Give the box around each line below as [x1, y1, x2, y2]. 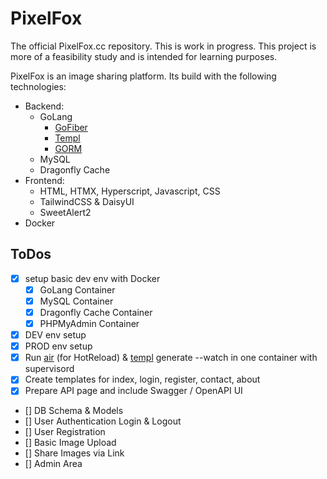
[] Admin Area [24, 458, 83, 470]
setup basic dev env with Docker [24, 272, 161, 284]
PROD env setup [24, 340, 93, 352]
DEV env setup [24, 329, 87, 341]
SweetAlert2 [39, 206, 92, 218]
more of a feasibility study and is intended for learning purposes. [10, 50, 278, 62]
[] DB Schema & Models [24, 405, 124, 417]
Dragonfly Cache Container [39, 306, 153, 318]
